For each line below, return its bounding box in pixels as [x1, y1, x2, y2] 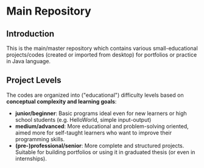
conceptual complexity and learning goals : [6, 97, 117, 105]
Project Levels [6, 75, 62, 86]
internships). [15, 155, 47, 162]
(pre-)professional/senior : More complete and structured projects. [15, 142, 185, 149]
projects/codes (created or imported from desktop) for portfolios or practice [6, 51, 197, 58]
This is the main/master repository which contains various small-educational [6, 44, 198, 52]
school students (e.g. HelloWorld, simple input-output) [15, 116, 152, 123]
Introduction [6, 29, 55, 39]
